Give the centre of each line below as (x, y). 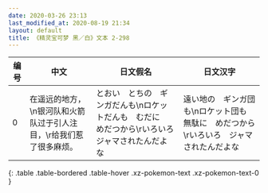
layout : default (35, 30)
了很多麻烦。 (53, 147)
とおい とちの (124, 94)
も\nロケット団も (215, 111)
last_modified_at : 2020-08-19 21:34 (69, 23)
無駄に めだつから (219, 123)
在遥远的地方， (57, 99)
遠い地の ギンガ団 (219, 99)
